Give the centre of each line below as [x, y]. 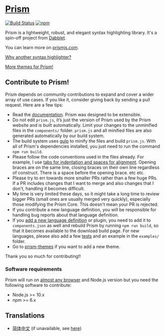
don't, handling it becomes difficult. [49, 188]
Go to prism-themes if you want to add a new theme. [66, 247]
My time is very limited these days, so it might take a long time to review [86, 194]
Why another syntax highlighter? [38, 57]
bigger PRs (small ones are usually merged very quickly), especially [81, 199]
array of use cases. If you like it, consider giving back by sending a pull [78, 99]
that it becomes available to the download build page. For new [76, 231]
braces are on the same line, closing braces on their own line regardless [86, 167]
